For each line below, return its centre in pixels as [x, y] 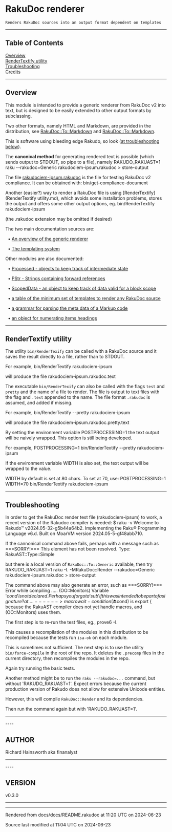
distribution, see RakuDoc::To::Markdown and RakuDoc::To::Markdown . [80, 131]
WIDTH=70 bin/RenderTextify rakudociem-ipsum [57, 484]
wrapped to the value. [28, 468]
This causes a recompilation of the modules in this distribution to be [77, 632]
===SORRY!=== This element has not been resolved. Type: [68, 549]
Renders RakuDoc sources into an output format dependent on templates [83, 23]
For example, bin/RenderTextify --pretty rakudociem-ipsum [68, 413]
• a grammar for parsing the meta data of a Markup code [68, 308]
